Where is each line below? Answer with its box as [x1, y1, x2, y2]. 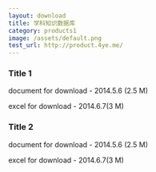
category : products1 [8, 26, 78, 34]
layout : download [8, 11, 66, 20]
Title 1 [8, 68, 32, 79]
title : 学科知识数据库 [8, 19, 76, 27]
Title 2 [8, 122, 34, 133]
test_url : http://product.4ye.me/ [8, 42, 124, 50]
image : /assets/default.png [8, 34, 102, 42]
